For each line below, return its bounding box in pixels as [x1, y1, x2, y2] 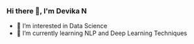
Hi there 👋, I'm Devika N [6, 6, 87, 16]
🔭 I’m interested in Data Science [16, 22, 108, 30]
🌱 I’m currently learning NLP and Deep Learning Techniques [16, 29, 188, 37]
